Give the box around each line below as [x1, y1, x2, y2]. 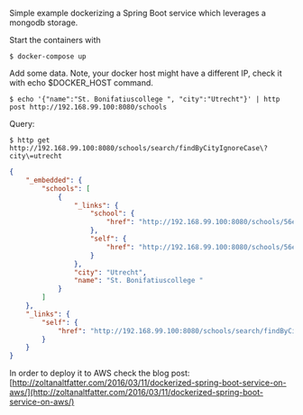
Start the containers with [9, 35, 101, 45]
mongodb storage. [9, 17, 78, 28]
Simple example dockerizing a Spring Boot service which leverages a [9, 8, 266, 18]
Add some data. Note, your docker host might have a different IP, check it [9, 68, 282, 78]
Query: [9, 119, 35, 129]
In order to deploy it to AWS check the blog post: [9, 368, 190, 379]
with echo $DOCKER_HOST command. [9, 77, 153, 88]
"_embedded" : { [25, 176, 83, 185]
